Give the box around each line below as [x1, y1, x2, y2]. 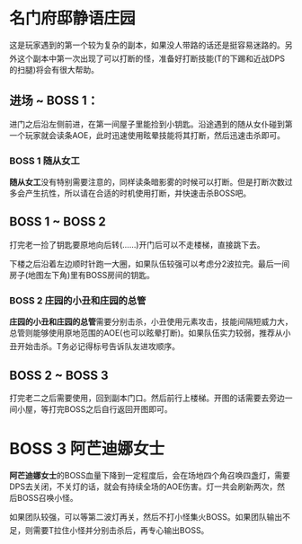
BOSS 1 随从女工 [9, 154, 81, 167]
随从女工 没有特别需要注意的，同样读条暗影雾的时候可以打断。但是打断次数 [9, 177, 285, 188]
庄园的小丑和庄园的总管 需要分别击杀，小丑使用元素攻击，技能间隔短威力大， [9, 316, 293, 328]
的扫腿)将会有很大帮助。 [9, 64, 100, 75]
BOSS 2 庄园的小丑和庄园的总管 [9, 294, 147, 306]
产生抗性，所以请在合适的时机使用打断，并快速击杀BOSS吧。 [24, 188, 252, 198]
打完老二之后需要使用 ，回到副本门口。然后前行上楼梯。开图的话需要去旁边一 [9, 392, 293, 403]
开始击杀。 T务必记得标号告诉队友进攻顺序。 [16, 341, 181, 352]
